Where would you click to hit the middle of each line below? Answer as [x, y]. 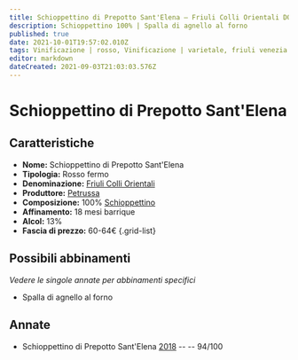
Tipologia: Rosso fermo [65, 174]
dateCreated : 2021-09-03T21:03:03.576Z [83, 67]
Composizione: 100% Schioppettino [89, 202]
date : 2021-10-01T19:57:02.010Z [69, 42]
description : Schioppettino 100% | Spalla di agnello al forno [129, 26]
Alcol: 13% [42, 221]
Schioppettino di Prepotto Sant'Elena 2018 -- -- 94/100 [122, 346]
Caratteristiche [52, 143]
